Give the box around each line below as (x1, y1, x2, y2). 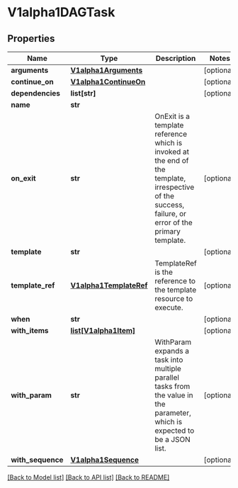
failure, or (154, 209, 186, 218)
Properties (7, 33, 55, 45)
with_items (11, 326, 49, 335)
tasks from (154, 382, 191, 391)
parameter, (154, 408, 191, 418)
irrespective (154, 182, 195, 192)
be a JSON (154, 435, 191, 444)
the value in (154, 390, 193, 400)
